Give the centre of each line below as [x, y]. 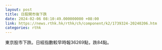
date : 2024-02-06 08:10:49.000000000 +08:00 [52, 19]
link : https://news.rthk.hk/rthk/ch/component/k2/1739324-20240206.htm [81, 23]
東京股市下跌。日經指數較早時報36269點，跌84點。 [58, 43]
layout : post [19, 10]
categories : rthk [23, 28]
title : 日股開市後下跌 [26, 14]
